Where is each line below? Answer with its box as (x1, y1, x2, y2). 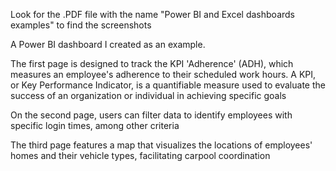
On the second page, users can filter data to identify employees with (10, 109, 293, 121)
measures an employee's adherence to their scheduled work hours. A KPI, (10, 69, 317, 80)
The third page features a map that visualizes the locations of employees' (10, 139, 313, 151)
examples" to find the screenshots (10, 19, 152, 31)
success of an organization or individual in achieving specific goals (10, 90, 287, 101)
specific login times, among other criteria (10, 120, 180, 131)
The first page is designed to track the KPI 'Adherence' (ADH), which (10, 58, 294, 69)
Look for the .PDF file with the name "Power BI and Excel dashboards (10, 9, 295, 20)
